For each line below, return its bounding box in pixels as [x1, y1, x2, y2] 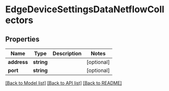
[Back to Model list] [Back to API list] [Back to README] [5, 80, 122, 86]
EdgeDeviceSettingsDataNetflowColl [5, 4, 164, 15]
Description [52, 50, 82, 57]
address [8, 59, 29, 65]
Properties [5, 35, 40, 43]
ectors [5, 14, 34, 26]
